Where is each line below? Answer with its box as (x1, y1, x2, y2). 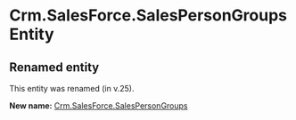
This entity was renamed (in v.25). (9, 84, 135, 93)
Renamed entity (9, 60, 100, 75)
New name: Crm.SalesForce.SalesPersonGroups (9, 100, 189, 111)
